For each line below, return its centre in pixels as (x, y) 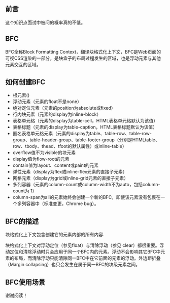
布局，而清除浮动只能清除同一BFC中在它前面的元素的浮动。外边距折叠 (87, 258)
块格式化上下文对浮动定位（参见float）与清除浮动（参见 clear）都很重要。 (82, 245)
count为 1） (25, 191)
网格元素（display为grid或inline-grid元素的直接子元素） (70, 178)
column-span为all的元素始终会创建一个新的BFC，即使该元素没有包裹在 (87, 197)
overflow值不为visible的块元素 (44, 153)
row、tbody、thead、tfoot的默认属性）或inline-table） (70, 146)
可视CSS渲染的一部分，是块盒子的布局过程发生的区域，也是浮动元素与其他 (83, 58)
